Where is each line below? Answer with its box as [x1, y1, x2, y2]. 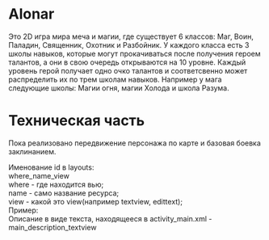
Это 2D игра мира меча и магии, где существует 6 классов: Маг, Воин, [8, 32, 254, 41]
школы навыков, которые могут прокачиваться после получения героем [8, 48, 261, 58]
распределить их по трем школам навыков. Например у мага [8, 74, 222, 84]
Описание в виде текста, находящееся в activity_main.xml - [8, 213, 212, 223]
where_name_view [8, 171, 70, 180]
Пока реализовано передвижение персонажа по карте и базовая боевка [8, 138, 261, 148]
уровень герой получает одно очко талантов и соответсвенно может [8, 65, 248, 75]
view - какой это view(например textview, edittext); [8, 196, 183, 206]
